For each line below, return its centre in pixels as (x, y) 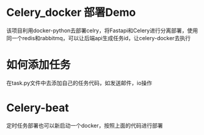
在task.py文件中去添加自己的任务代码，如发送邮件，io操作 (79, 83)
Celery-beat (38, 108)
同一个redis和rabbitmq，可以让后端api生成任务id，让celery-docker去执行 (99, 38)
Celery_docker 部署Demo (71, 12)
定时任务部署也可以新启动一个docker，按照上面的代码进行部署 (85, 125)
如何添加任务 (39, 65)
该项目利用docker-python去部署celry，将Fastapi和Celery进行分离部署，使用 (102, 30)
